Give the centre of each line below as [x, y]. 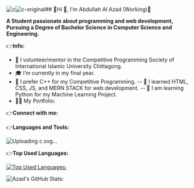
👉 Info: [16, 46]
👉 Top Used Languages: [37, 153]
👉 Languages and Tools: [38, 127]
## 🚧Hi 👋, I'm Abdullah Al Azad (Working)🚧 [98, 9]
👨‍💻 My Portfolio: [35, 101]
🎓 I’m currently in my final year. [55, 73]
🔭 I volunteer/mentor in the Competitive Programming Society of [95, 60]
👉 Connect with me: [32, 113]
